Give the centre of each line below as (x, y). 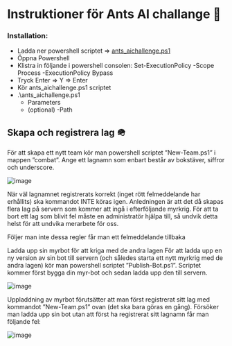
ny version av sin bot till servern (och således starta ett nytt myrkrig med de (115, 258)
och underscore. (31, 167)
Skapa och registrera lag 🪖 (67, 132)
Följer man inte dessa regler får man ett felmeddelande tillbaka (96, 237)
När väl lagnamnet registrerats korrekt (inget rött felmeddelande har (104, 194)
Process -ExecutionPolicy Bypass (65, 73)
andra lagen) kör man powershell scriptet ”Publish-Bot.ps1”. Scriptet (104, 266)
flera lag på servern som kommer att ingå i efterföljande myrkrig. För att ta (113, 209)
